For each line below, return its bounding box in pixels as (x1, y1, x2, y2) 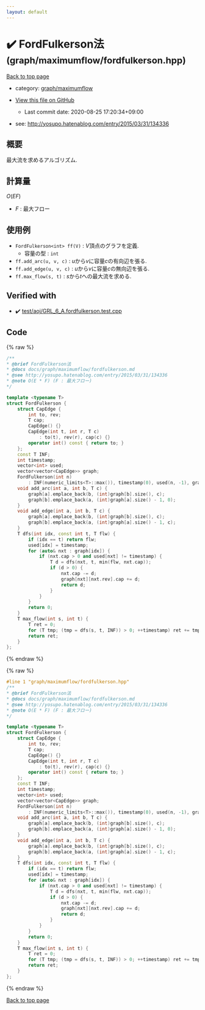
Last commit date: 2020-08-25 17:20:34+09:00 (24, 108, 144, 115)
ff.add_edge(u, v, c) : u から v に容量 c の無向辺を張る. (15, 265, 150, 272)
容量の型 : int (24, 250, 59, 257)
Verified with (6, 290, 57, 301)
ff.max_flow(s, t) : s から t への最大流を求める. (15, 273, 132, 280)
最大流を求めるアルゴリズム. (6, 156, 77, 164)
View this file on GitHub (15, 96, 75, 104)
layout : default (6, 9, 48, 15)
